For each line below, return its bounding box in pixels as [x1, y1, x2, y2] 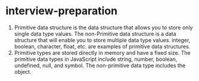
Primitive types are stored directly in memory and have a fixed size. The [14, 49, 191, 56]
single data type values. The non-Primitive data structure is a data [14, 30, 176, 37]
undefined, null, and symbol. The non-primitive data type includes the [14, 61, 186, 69]
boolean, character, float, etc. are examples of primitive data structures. [14, 43, 191, 50]
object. [14, 68, 32, 75]
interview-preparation [5, 4, 118, 18]
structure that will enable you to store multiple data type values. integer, [14, 36, 191, 43]
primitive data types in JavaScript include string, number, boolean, [14, 55, 178, 63]
